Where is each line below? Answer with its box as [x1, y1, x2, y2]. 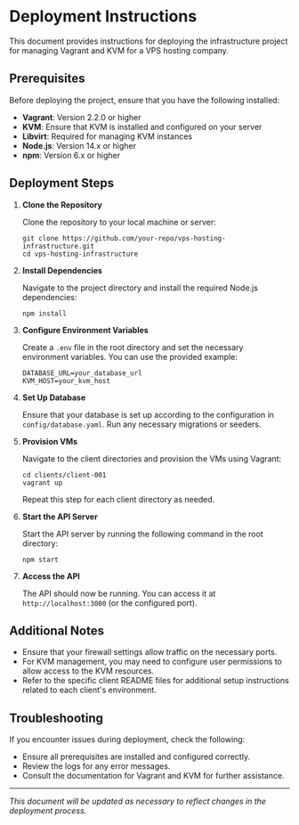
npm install [21, 309, 67, 318]
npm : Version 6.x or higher [21, 150, 121, 160]
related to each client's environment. [21, 684, 158, 696]
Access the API [21, 570, 80, 581]
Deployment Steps [9, 176, 114, 191]
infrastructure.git [21, 241, 95, 250]
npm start [21, 555, 60, 564]
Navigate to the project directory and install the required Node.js [21, 282, 258, 293]
